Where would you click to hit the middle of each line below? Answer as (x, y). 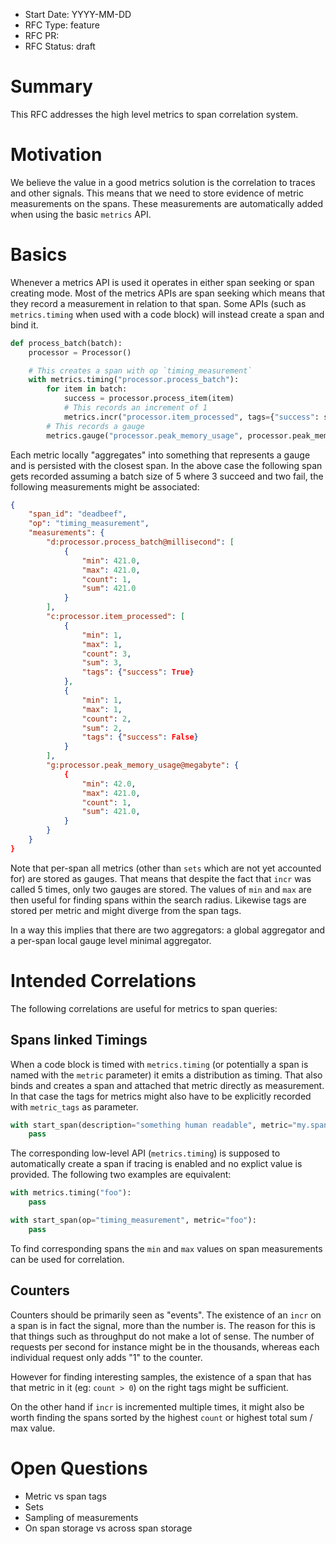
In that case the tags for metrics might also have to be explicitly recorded (161, 1096)
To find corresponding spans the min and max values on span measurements (166, 1248)
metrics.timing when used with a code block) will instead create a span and (167, 314)
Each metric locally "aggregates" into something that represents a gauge (160, 455)
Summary (51, 86)
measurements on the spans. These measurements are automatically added (167, 203)
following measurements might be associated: (105, 486)
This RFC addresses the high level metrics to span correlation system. (154, 114)
